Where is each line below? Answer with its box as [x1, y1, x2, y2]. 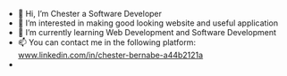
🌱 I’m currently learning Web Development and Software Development [17, 27, 277, 37]
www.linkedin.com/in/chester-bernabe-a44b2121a [17, 49, 204, 60]
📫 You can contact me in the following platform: [17, 37, 197, 48]
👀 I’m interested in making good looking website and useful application [17, 18, 279, 28]
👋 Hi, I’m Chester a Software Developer [17, 9, 163, 19]
